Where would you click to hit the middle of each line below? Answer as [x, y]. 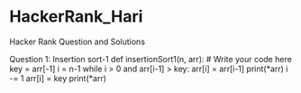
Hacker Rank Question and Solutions [78, 42]
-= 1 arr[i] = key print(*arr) [58, 78]
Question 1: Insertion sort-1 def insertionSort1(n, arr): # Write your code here [151, 59]
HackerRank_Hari [76, 17]
